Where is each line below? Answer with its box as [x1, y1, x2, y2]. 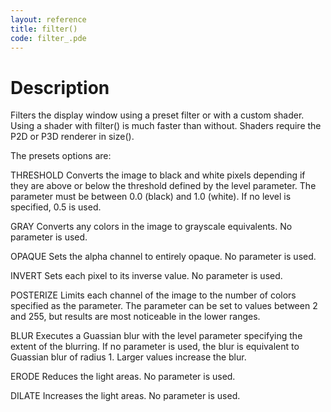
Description [10, 76, 110, 99]
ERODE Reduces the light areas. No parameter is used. [10, 371, 236, 383]
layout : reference [10, 14, 87, 25]
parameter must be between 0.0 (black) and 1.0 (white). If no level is [10, 191, 292, 203]
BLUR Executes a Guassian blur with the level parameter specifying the [10, 330, 303, 342]
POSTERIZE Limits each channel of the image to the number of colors [10, 289, 297, 301]
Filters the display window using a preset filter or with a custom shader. [10, 109, 305, 121]
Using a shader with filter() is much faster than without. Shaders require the [10, 120, 322, 132]
